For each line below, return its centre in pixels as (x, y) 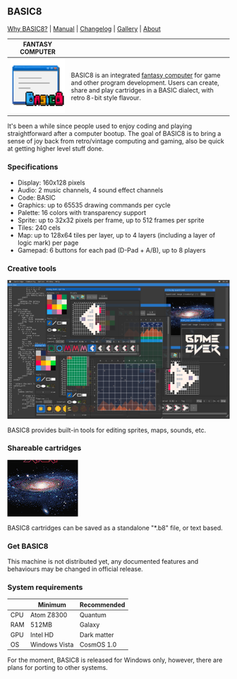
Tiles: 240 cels (39, 227)
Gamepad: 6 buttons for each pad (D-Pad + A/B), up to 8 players (111, 250)
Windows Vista (52, 644)
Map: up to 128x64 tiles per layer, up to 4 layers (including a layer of (116, 235)
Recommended (103, 605)
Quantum (93, 615)
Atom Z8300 (49, 615)
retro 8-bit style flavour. (106, 98)
